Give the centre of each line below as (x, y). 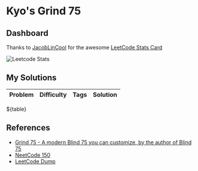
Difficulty (53, 94)
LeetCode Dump (35, 161)
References (28, 128)
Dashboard (27, 33)
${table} (16, 109)
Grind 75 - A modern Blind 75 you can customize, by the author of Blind (103, 142)
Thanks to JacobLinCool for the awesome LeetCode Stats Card (84, 47)
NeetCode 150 (33, 155)
